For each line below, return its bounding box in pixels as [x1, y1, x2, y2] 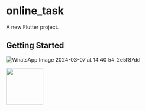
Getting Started [6, 41, 64, 51]
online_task [6, 4, 64, 18]
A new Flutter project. [6, 23, 59, 31]
